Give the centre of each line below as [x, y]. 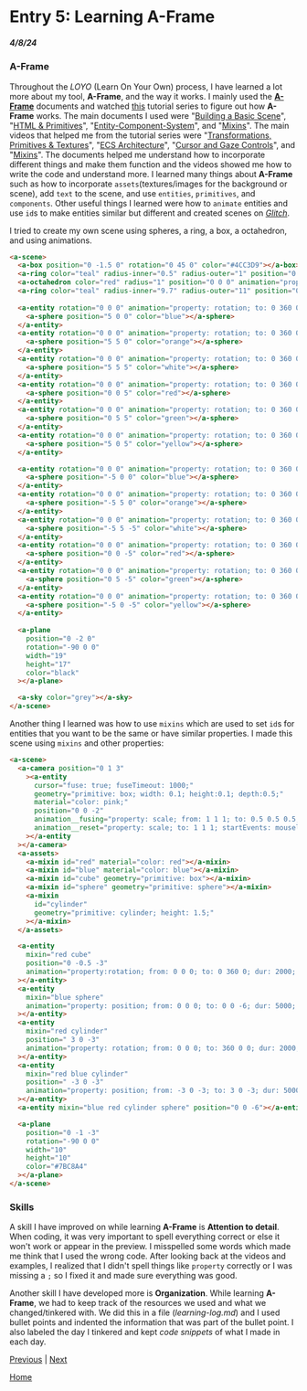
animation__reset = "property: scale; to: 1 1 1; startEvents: [153, 828]
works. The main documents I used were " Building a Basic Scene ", [161, 115]
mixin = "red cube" [59, 955]
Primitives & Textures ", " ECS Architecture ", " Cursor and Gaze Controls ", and [152, 144]
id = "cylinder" [61, 904]
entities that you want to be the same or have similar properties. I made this [151, 734]
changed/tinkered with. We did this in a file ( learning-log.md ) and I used [145, 1312]
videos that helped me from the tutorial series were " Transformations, [141, 135]
